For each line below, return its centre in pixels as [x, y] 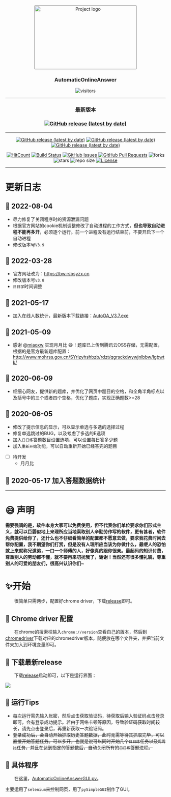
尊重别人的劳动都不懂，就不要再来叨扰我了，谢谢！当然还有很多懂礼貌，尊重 [85, 557]
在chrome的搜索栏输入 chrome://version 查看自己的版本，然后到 [81, 632]
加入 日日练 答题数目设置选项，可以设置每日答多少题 [65, 439]
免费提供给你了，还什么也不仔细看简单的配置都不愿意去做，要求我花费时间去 [85, 538]
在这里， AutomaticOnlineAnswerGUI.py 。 [58, 778]
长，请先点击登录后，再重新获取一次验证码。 [60, 728]
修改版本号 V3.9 [28, 244]
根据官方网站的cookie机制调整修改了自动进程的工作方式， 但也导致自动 [87, 225]
